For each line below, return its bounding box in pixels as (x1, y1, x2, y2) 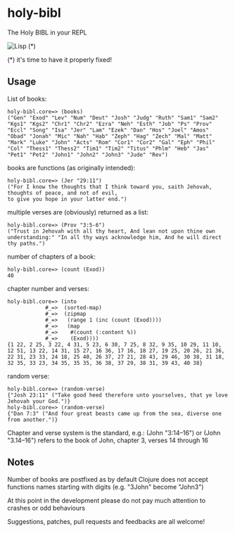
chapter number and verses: (7, 284, 89, 293)
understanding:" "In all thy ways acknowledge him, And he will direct (7, 233, 222, 240)
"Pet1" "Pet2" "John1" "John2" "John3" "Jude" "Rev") (7, 151, 169, 158)
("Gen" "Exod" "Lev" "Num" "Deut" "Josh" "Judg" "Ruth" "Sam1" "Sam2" (7, 114, 219, 121)
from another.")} (7, 416, 58, 423)
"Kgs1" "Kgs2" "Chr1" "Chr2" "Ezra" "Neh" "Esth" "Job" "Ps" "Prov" (7, 120, 212, 127)
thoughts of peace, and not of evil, (7, 189, 118, 196)
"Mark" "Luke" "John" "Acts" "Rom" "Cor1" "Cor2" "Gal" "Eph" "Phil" (7, 139, 216, 146)
